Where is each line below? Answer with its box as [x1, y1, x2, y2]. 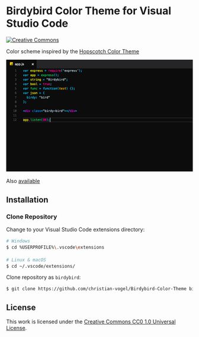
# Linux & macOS [6, 256, 46, 263]
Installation [6, 194, 49, 205]
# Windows [6, 238, 31, 244]
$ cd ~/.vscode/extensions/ [6, 263, 76, 269]
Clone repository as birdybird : [6, 274, 81, 281]
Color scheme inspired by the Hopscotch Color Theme [6, 47, 139, 54]
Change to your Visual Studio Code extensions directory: [6, 226, 145, 233]
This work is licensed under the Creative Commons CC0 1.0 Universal [6, 318, 176, 325]
